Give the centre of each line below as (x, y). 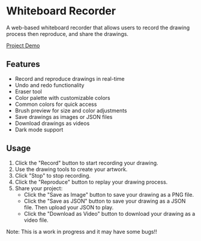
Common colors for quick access (56, 104)
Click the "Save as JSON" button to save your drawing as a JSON (105, 201)
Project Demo (23, 45)
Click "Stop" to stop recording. (53, 175)
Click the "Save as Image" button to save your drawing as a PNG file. (109, 194)
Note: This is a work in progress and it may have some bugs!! (82, 231)
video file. (36, 220)
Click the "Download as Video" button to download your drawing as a (109, 213)
